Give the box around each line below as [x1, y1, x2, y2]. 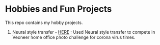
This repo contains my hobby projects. [5, 20, 83, 25]
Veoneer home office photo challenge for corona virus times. [12, 34, 136, 40]
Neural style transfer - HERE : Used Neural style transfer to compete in [12, 29, 156, 35]
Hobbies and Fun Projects [5, 3, 112, 15]
